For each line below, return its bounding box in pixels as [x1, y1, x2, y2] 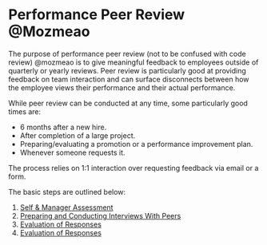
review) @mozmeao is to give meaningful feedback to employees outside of [8, 57, 259, 67]
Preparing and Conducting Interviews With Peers [19, 211, 181, 220]
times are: [8, 106, 42, 117]
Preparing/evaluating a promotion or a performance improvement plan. [19, 139, 253, 148]
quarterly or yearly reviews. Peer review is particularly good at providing [8, 65, 246, 75]
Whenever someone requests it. [19, 148, 126, 157]
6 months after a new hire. [19, 122, 107, 132]
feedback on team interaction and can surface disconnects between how [8, 74, 249, 84]
